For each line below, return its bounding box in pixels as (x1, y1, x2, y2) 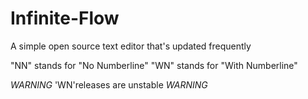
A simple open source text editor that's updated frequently (10, 40, 252, 52)
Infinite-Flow (10, 7, 120, 30)
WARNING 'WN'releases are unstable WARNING (10, 78, 208, 91)
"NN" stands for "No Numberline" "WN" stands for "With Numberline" (10, 59, 298, 71)
